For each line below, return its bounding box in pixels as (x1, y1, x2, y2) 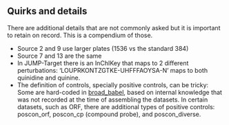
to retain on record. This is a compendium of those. (7, 31, 153, 39)
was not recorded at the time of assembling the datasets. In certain (17, 95, 208, 104)
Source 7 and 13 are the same (17, 52, 102, 60)
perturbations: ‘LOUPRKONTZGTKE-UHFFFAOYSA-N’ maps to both (17, 66, 208, 74)
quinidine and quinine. (17, 73, 81, 82)
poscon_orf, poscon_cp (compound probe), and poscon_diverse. (17, 110, 201, 118)
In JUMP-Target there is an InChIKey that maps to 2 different (17, 58, 189, 67)
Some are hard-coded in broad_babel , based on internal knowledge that (17, 88, 223, 96)
